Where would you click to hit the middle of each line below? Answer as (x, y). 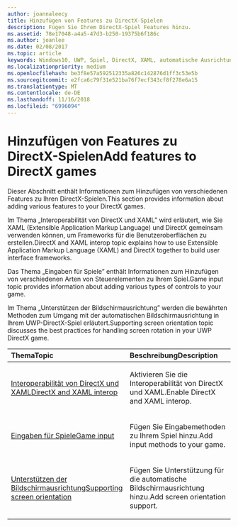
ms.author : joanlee (36, 40)
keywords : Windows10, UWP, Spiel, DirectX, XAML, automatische (103, 60)
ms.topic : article (34, 54)
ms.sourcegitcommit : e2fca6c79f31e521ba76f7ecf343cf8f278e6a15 (103, 80)
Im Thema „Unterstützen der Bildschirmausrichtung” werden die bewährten (118, 307)
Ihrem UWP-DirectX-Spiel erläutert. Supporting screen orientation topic (110, 323)
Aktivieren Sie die (159, 375)
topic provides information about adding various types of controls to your (114, 286)
